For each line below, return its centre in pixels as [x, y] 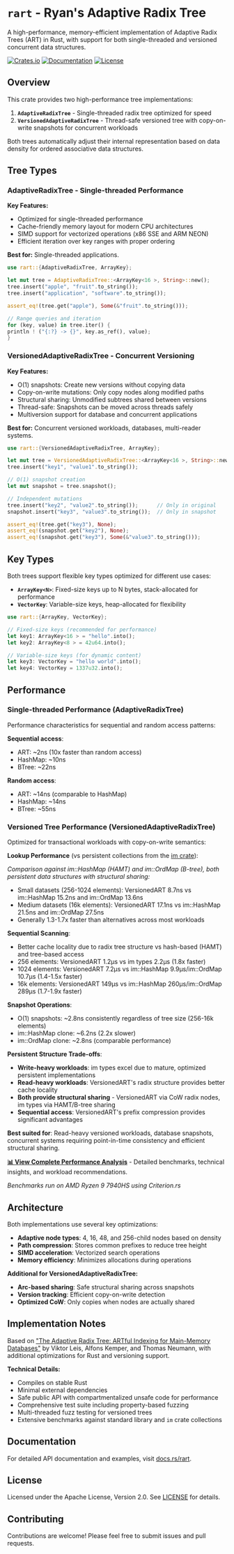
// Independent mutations [45, 498]
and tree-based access [51, 954]
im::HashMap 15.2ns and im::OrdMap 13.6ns [80, 898]
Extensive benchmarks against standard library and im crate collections [120, 1419]
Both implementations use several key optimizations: [83, 1224]
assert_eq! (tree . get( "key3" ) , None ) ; [62, 524]
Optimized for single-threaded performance [80, 219]
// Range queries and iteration [54, 318]
